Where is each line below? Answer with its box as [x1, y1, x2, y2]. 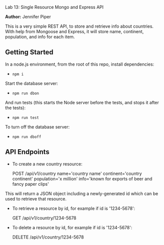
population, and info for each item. [5, 34, 75, 40]
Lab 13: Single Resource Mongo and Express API [5, 4, 104, 10]
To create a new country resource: [12, 161, 83, 167]
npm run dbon [12, 91, 39, 96]
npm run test [12, 115, 39, 120]
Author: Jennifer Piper [5, 14, 51, 19]
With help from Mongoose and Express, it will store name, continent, [5, 29, 144, 34]
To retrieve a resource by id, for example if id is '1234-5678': [12, 205, 135, 211]
